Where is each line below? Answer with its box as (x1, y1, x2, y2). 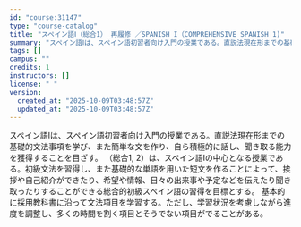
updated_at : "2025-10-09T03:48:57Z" (17, 105, 154, 113)
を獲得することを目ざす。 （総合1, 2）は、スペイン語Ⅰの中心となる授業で (9, 153, 276, 164)
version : (9, 88, 42, 97)
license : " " (9, 80, 58, 88)
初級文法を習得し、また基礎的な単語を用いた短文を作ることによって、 (24, 164, 284, 174)
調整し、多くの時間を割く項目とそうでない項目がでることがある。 (24, 208, 269, 219)
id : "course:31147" (9, 13, 82, 22)
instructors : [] (9, 71, 70, 80)
